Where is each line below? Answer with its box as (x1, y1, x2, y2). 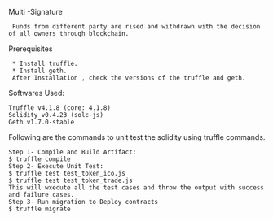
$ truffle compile (8, 155, 71, 163)
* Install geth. (11, 67, 68, 75)
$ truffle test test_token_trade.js (8, 176, 133, 184)
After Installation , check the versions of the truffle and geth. (11, 74, 246, 82)
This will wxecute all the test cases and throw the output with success (8, 184, 265, 192)
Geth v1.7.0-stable (8, 118, 75, 126)
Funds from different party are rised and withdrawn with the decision (11, 23, 261, 31)
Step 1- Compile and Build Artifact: (8, 148, 137, 156)
